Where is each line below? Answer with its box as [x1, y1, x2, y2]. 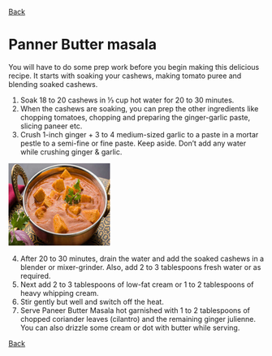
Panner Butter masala [8, 36, 157, 54]
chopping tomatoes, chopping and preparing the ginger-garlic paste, [19, 112, 251, 122]
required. [19, 271, 51, 280]
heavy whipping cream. [19, 288, 99, 297]
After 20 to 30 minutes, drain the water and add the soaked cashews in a [19, 254, 265, 263]
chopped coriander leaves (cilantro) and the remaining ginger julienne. [19, 314, 257, 323]
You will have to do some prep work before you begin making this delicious [8, 62, 260, 72]
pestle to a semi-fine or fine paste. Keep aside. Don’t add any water [19, 138, 247, 148]
